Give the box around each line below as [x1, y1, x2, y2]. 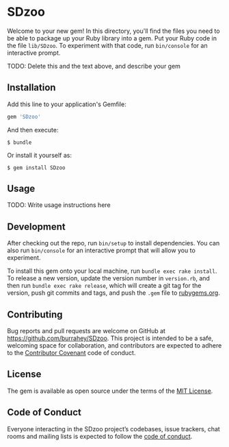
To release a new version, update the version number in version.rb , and [7, 274, 211, 282]
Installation [7, 82, 56, 93]
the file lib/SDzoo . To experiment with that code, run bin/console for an [7, 41, 208, 49]
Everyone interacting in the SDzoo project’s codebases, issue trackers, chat [7, 424, 220, 433]
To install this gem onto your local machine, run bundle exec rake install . [7, 267, 217, 275]
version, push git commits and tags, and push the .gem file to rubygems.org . [7, 289, 221, 297]
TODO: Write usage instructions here [7, 201, 111, 209]
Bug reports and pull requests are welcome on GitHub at [7, 327, 166, 335]
